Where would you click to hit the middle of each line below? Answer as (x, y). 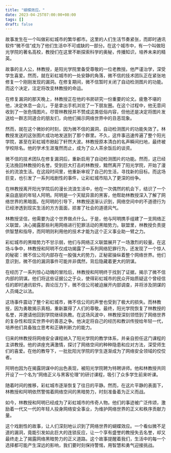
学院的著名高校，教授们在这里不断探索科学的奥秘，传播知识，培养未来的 (85, 52)
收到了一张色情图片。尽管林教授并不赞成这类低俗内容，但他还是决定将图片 (83, 112)
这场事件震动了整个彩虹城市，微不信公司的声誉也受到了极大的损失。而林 (81, 302)
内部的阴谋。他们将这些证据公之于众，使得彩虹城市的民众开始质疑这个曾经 (83, 278)
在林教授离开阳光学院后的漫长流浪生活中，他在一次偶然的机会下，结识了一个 (85, 189)
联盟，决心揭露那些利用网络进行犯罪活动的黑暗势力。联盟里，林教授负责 (85, 225)
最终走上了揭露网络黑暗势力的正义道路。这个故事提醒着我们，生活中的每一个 (85, 439)
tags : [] (15, 19)
